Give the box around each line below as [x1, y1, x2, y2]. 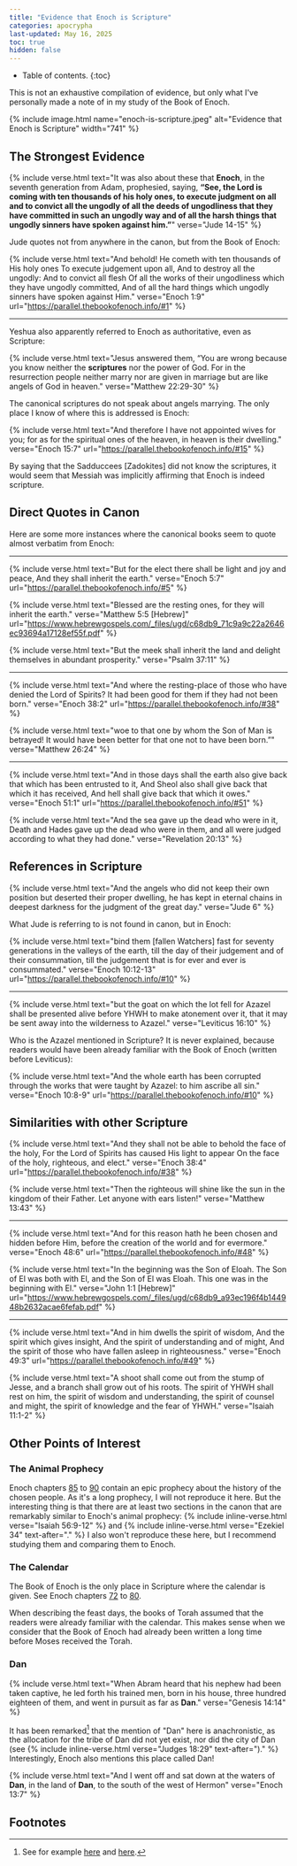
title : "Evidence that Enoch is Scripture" [9, 12, 172, 22]
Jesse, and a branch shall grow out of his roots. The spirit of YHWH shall [9, 1382, 274, 1392]
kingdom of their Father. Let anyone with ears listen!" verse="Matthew [9, 1193, 265, 1204]
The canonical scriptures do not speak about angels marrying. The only [9, 397, 270, 408]
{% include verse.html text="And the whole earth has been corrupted [9, 1070, 262, 1081]
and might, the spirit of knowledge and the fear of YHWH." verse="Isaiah [9, 1400, 274, 1412]
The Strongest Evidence [9, 149, 145, 164]
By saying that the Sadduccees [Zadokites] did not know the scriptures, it [9, 460, 277, 471]
